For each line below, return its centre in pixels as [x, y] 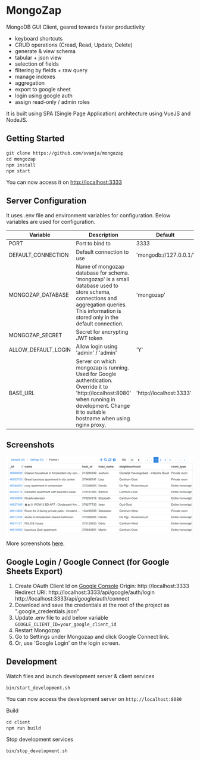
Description [104, 235]
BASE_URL [22, 393]
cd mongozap [21, 159]
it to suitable [91, 412]
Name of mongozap [100, 266]
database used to [97, 285]
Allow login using [97, 346]
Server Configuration [46, 201]
